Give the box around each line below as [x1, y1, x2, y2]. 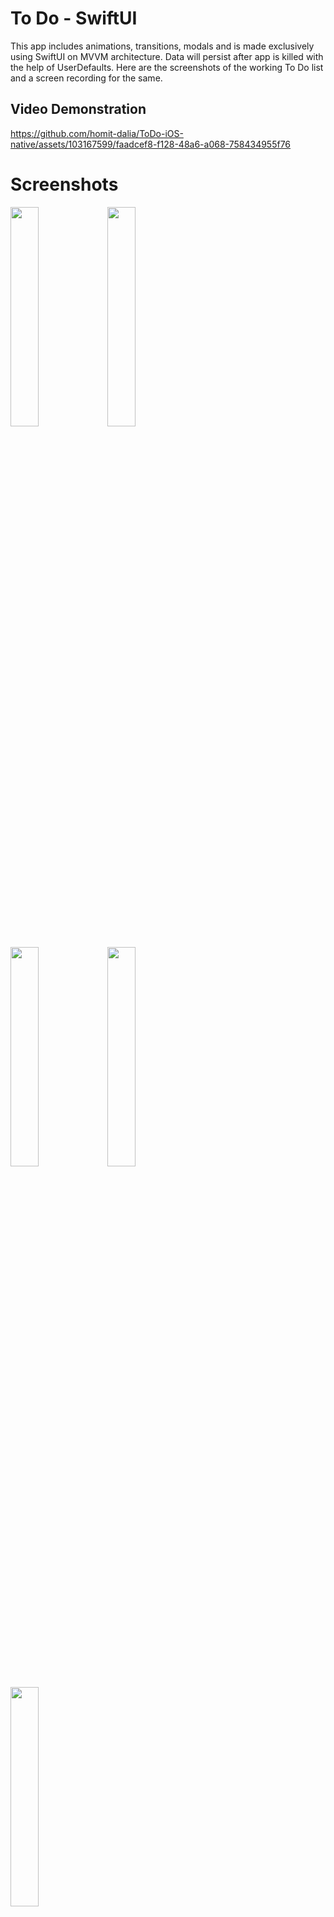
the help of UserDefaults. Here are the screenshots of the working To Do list [10, 61, 324, 73]
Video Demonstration [10, 101, 147, 118]
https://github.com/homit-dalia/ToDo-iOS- [10, 127, 184, 139]
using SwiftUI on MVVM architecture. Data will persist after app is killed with [10, 50, 324, 62]
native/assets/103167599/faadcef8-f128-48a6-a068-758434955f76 [10, 138, 292, 150]
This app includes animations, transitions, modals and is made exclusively [10, 40, 315, 52]
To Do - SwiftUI [10, 7, 138, 30]
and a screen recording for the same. [10, 72, 163, 84]
